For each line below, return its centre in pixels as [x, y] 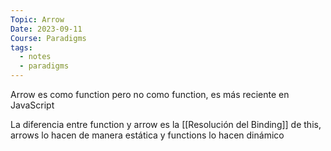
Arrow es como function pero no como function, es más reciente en [150, 94]
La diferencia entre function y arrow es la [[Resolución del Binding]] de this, [166, 124]
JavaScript [32, 105]
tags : [21, 47]
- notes [35, 57]
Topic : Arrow [37, 19]
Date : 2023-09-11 [46, 29]
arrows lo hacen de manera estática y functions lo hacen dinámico [147, 135]
